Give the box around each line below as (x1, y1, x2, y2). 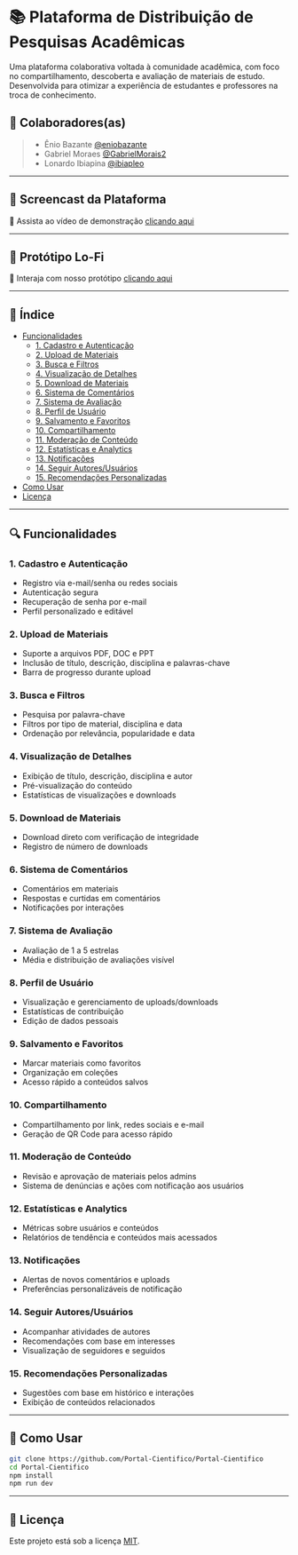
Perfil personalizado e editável (21, 606, 134, 616)
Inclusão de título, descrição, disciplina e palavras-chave (21, 658, 231, 669)
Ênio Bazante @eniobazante (43, 139, 148, 149)
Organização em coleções (21, 1067, 118, 1078)
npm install (9, 1471, 53, 1480)
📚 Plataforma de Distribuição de (9, 7, 255, 28)
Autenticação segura (21, 587, 99, 598)
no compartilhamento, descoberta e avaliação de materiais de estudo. (9, 70, 265, 81)
